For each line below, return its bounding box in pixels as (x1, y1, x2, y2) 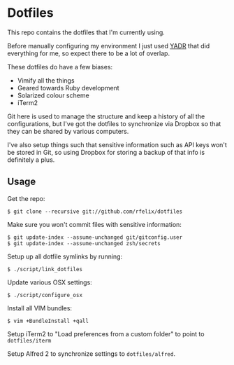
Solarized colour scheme (17, 91, 89, 99)
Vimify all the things (17, 76, 75, 85)
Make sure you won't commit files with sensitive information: (7, 220, 182, 228)
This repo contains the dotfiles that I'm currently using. (7, 28, 166, 36)
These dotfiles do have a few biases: (7, 62, 113, 71)
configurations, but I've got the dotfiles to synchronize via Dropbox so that (7, 119, 221, 128)
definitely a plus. (7, 156, 55, 164)
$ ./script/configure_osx (7, 291, 82, 298)
